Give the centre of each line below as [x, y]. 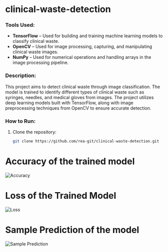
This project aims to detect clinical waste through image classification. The [83, 87]
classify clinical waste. [36, 41]
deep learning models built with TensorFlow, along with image [69, 103]
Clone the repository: [34, 132]
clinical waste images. [35, 52]
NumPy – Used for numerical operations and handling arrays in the [82, 57]
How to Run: [21, 121]
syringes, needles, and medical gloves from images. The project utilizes [80, 97]
